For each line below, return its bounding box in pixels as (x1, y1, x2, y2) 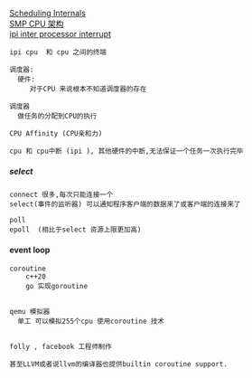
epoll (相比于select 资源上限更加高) (9, 225, 142, 234)
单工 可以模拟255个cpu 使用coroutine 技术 (17, 317, 164, 326)
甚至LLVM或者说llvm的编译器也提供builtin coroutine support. (9, 360, 229, 369)
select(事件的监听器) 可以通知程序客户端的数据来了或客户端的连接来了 (9, 199, 241, 209)
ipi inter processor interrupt (9, 29, 111, 39)
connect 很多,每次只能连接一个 (9, 190, 114, 199)
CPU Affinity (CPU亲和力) (9, 129, 103, 138)
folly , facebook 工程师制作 (9, 343, 113, 352)
